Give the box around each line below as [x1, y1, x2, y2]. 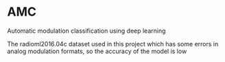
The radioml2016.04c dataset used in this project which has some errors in [7, 40, 219, 48]
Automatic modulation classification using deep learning [7, 27, 166, 35]
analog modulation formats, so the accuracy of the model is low [7, 47, 187, 55]
